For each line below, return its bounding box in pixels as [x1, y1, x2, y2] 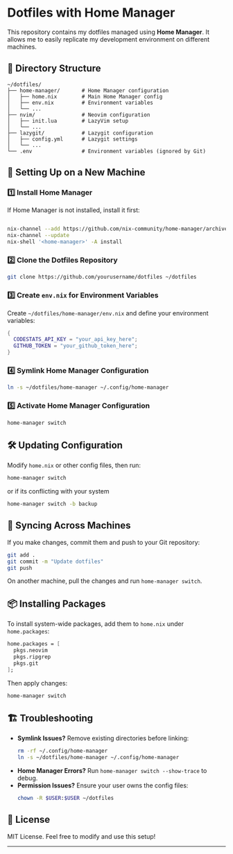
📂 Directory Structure [7, 62, 102, 74]
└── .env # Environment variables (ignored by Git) [7, 148, 207, 155]
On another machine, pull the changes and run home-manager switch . [7, 577, 202, 585]
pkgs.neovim [13, 647, 49, 654]
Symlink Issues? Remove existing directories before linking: [17, 734, 189, 742]
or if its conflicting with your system [7, 487, 110, 496]
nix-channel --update [7, 232, 70, 239]
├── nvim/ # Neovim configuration [7, 111, 150, 119]
